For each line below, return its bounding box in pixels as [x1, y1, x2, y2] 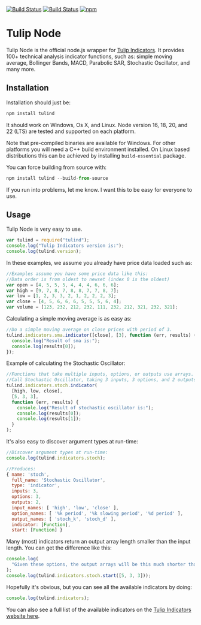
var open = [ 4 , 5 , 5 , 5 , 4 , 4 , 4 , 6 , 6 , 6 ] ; [6, 282, 120, 288]
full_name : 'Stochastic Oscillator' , [11, 477, 106, 483]
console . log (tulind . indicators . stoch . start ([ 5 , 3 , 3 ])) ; [6, 572, 151, 578]
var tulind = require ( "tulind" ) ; [6, 237, 90, 243]
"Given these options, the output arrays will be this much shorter [11, 561, 186, 567]
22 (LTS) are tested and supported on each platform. [6, 128, 136, 135]
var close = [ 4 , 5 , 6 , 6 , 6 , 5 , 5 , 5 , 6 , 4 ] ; [6, 298, 122, 305]
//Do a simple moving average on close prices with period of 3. [6, 327, 172, 333]
